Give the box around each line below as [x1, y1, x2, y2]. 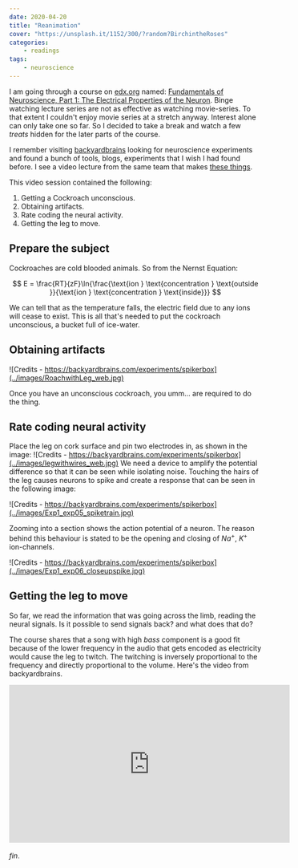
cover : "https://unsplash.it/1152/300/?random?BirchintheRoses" [9, 30, 228, 38]
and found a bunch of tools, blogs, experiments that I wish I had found [9, 153, 241, 163]
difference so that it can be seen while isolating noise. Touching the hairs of [9, 467, 259, 477]
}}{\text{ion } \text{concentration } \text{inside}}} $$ [49, 287, 222, 297]
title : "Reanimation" [9, 21, 82, 30]
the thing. [9, 397, 41, 407]
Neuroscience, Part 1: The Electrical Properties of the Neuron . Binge [9, 95, 234, 104]
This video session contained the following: [9, 177, 152, 187]
